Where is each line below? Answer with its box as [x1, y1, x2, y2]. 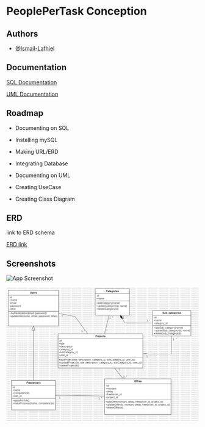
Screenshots [6, 258, 56, 269]
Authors [6, 29, 38, 39]
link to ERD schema [6, 229, 55, 236]
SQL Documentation [6, 78, 57, 86]
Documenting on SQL [15, 124, 70, 132]
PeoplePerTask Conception [6, 4, 148, 18]
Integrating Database [15, 160, 68, 167]
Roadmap [6, 108, 44, 118]
